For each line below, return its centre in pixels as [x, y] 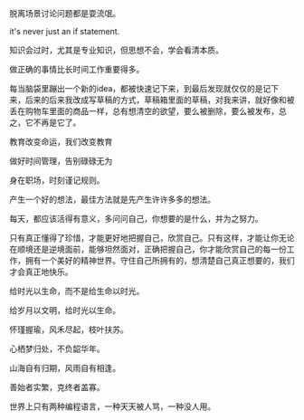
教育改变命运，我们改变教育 [61, 142]
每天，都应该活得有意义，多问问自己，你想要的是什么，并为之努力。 [136, 219]
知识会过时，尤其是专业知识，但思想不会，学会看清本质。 [116, 50]
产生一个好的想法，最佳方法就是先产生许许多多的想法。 [112, 199]
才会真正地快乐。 [41, 272]
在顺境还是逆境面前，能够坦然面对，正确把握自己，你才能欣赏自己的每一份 [148, 249]
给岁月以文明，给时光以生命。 [65, 310]
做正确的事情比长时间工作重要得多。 [77, 69]
